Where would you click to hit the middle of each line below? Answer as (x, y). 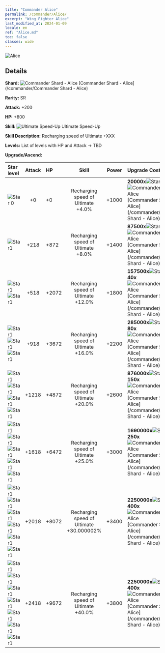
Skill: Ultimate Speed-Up (53, 126)
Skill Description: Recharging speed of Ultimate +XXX (60, 136)
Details (16, 71)
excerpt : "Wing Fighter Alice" (37, 19)
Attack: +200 (19, 107)
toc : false (16, 37)
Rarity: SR (15, 98)
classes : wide (20, 42)
